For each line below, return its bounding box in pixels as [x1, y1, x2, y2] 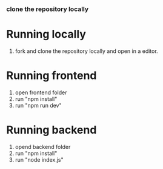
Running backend [6, 123, 97, 137]
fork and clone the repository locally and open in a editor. [15, 47, 159, 55]
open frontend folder [15, 89, 67, 96]
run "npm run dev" [15, 102, 62, 109]
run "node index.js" [15, 156, 64, 163]
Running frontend [6, 69, 97, 83]
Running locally [6, 27, 87, 41]
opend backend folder [15, 143, 71, 150]
